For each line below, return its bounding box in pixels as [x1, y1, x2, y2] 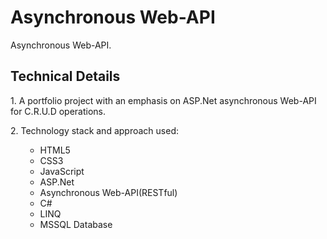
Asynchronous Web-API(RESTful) [39, 186, 178, 198]
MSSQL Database [39, 218, 113, 230]
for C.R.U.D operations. [10, 105, 107, 117]
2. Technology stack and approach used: [10, 124, 179, 136]
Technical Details [10, 68, 121, 85]
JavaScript [39, 165, 85, 177]
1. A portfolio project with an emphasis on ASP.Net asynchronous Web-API [10, 94, 317, 106]
